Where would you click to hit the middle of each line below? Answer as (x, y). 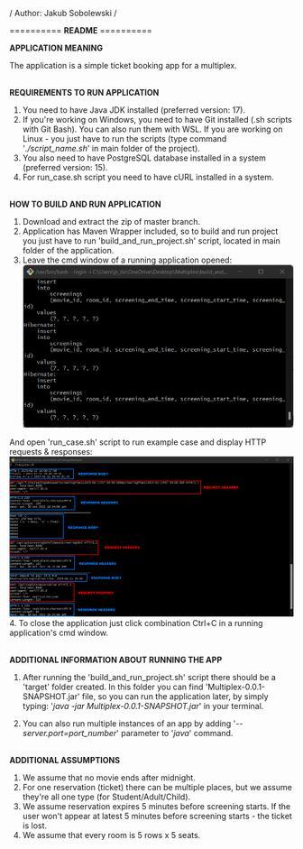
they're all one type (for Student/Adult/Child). (106, 797)
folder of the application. (68, 250)
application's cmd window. (59, 633)
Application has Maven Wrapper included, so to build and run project (150, 231)
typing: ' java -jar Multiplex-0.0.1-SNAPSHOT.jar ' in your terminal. (143, 706)
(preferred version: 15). (65, 167)
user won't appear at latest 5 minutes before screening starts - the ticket (157, 817)
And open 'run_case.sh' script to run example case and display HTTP (138, 442)
